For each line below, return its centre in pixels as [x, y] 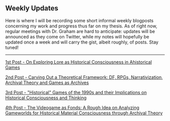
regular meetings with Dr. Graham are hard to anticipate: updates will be [80, 31]
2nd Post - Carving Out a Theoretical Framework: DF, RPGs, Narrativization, [84, 77]
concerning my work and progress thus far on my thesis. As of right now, [81, 26]
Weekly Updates [32, 8]
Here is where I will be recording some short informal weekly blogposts [79, 20]
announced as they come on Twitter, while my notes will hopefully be [77, 36]
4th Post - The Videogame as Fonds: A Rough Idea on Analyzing [72, 107]
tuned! [12, 47]
